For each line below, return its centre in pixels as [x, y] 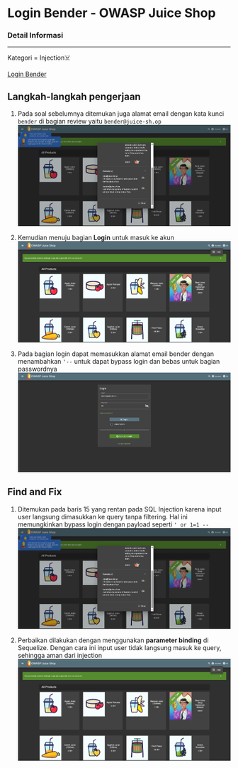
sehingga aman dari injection [60, 656]
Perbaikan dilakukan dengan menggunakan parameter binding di [113, 640]
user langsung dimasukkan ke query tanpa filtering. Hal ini [102, 516]
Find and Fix [35, 492]
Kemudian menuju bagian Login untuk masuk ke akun [96, 237]
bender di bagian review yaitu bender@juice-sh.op [89, 121]
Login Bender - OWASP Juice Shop [112, 13]
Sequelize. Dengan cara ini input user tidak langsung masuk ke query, [119, 648]
